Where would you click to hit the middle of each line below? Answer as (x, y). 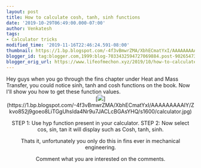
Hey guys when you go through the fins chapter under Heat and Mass (92, 79)
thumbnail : (20, 51)
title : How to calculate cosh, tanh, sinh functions (73, 17)
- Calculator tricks (32, 39)
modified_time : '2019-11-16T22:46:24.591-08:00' (68, 45)
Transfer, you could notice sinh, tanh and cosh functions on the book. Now (98, 85)
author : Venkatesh (29, 28)
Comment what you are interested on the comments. (100, 158)
